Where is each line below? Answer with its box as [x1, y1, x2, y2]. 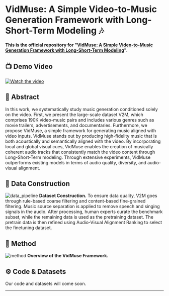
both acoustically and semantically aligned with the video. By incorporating [5, 138, 161, 144]
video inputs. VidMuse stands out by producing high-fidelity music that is [5, 133, 157, 139]
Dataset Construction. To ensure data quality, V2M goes [39, 192, 157, 199]
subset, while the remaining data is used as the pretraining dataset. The [5, 214, 154, 220]
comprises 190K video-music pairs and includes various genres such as [5, 117, 154, 123]
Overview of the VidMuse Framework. [27, 253, 109, 259]
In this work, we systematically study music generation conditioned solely [5, 106, 158, 112]
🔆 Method [5, 239, 36, 248]
